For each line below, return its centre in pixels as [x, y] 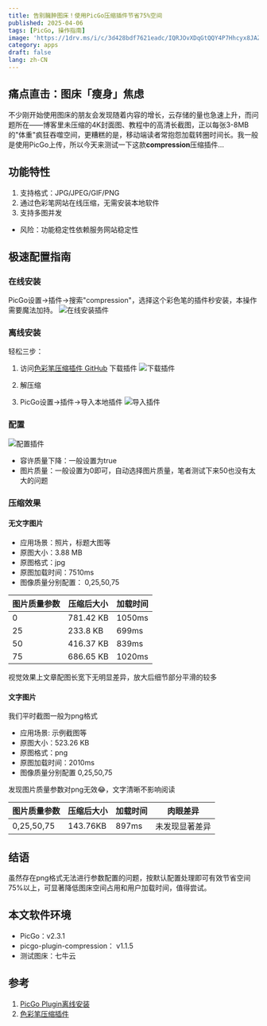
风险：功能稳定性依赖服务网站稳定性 [79, 229]
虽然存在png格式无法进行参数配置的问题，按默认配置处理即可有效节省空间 [130, 877]
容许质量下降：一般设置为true [68, 460]
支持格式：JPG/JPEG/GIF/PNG [70, 192]
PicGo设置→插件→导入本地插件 [71, 402]
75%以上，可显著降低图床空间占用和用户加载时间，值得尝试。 [110, 888]
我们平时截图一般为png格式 [53, 716]
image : [19, 38]
